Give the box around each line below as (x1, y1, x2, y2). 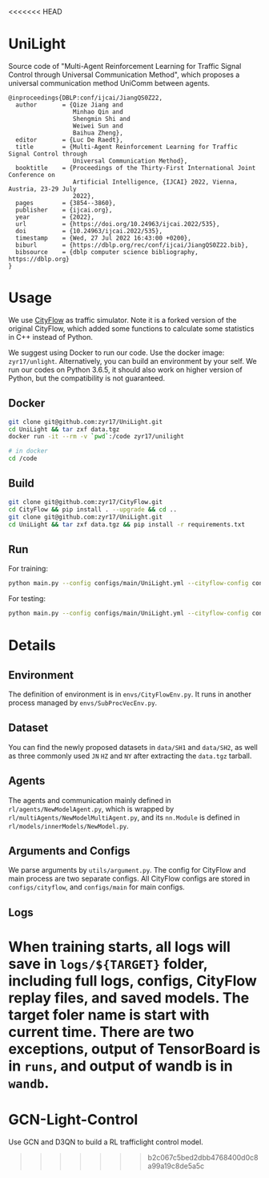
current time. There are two (8, 1023, 195, 1041)
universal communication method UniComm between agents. (8, 78, 211, 87)
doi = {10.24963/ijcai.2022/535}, (15, 227, 163, 235)
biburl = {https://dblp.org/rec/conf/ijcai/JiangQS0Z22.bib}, (15, 240, 249, 249)
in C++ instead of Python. (8, 332, 94, 341)
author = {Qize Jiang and (15, 100, 124, 109)
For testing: (8, 594, 46, 603)
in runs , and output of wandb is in (8, 1057, 234, 1075)
